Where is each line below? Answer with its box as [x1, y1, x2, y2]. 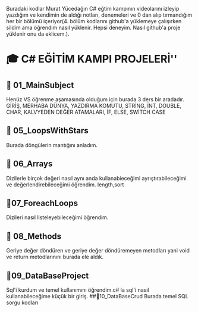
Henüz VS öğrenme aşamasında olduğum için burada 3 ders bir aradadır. [6, 96, 184, 103]
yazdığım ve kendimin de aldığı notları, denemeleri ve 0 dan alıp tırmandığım [6, 11, 192, 18]
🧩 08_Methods [6, 231, 62, 241]
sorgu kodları [6, 299, 39, 306]
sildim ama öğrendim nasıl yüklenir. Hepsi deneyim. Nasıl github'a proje [6, 24, 181, 31]
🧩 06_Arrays [6, 159, 53, 169]
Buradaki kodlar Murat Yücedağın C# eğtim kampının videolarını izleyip [6, 5, 180, 12]
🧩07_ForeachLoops [6, 198, 78, 208]
